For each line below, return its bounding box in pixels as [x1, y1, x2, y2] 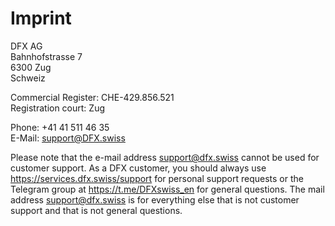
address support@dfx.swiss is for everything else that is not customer [10, 193, 300, 206]
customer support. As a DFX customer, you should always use [10, 162, 267, 174]
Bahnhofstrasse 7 [10, 50, 83, 62]
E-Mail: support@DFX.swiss [10, 132, 126, 144]
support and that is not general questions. [10, 204, 183, 216]
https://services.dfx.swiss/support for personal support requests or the [10, 172, 304, 184]
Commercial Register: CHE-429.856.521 [10, 91, 175, 103]
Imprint [10, 7, 72, 30]
